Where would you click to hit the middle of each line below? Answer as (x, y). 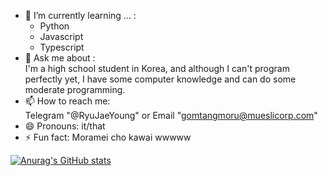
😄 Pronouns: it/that (65, 126)
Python (54, 26)
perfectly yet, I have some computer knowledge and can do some (160, 79)
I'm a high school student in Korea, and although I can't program (157, 68)
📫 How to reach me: (67, 101)
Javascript (61, 36)
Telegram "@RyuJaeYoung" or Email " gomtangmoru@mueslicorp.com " (171, 115)
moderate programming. (75, 89)
